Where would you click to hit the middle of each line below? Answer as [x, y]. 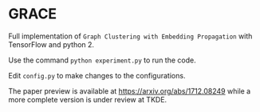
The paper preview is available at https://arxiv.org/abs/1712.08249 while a [130, 91]
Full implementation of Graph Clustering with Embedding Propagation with [130, 36]
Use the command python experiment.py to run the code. [102, 60]
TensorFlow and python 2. [51, 44]
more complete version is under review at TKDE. [88, 99]
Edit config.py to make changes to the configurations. [97, 75]
